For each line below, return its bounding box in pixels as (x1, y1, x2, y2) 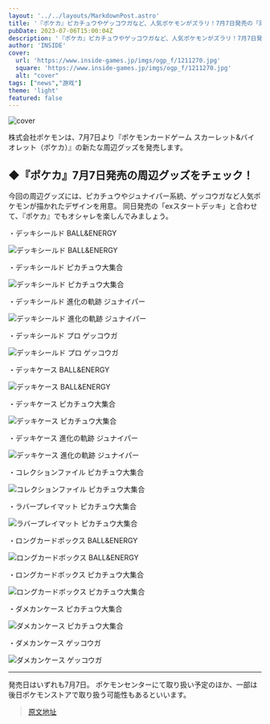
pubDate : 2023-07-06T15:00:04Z (8, 27, 113, 35)
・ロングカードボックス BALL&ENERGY (8, 536, 138, 546)
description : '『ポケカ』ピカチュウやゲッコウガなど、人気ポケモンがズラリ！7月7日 (8, 34, 257, 43)
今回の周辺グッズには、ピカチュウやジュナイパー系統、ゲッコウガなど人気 (8, 191, 255, 201)
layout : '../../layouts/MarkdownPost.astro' (8, 11, 160, 20)
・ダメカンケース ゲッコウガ (8, 638, 102, 648)
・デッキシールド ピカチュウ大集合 (8, 263, 123, 272)
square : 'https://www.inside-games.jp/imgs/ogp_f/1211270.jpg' (15, 64, 231, 72)
